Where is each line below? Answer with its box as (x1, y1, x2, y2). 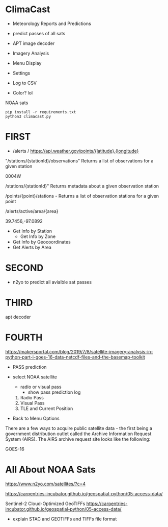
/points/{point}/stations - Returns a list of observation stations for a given (5, 193, 159, 199)
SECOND (5, 262, 44, 274)
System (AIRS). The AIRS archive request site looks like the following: (5, 436, 151, 442)
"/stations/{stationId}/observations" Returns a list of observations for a (5, 157, 154, 164)
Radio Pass (20, 394, 44, 400)
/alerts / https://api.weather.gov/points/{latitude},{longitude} (12, 148, 139, 154)
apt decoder (5, 314, 32, 320)
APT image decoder (12, 40, 55, 46)
